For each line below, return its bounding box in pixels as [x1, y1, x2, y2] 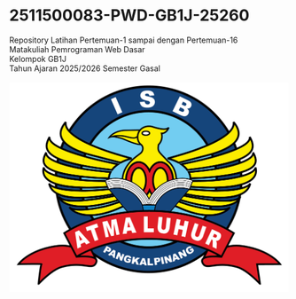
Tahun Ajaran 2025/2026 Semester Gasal [9, 63, 161, 74]
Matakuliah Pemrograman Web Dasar [9, 43, 145, 54]
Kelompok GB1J [9, 53, 66, 64]
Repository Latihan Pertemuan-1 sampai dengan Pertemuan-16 [9, 35, 238, 45]
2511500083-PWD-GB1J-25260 [9, 5, 250, 26]
